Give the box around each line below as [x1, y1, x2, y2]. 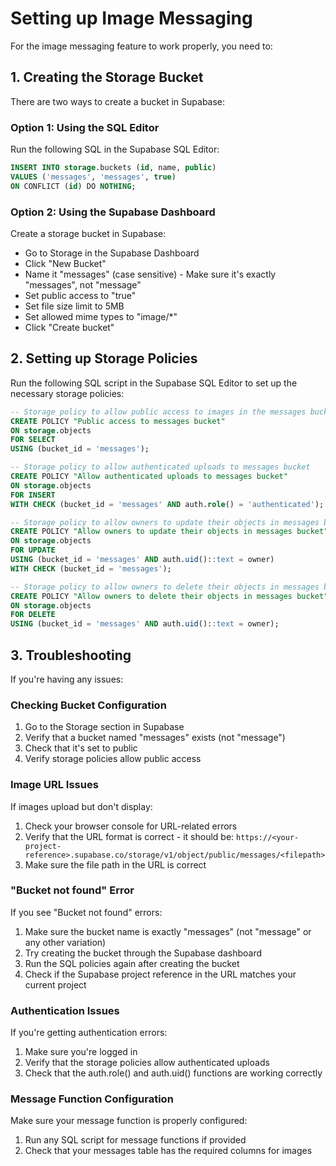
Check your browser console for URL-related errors [24, 820, 238, 832]
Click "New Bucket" [24, 257, 107, 269]
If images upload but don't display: [10, 800, 153, 812]
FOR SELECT [10, 435, 56, 445]
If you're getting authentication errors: [10, 1027, 168, 1039]
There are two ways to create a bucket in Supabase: [10, 95, 226, 107]
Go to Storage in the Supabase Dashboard [24, 247, 200, 259]
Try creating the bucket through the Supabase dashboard [24, 947, 263, 959]
